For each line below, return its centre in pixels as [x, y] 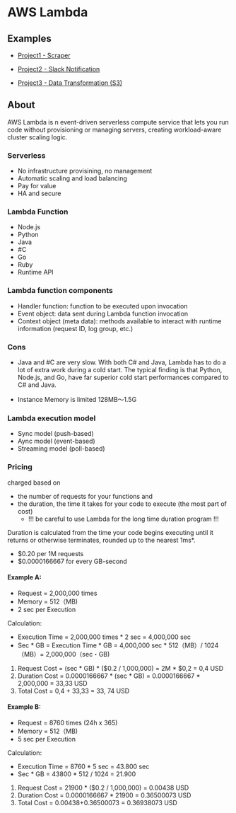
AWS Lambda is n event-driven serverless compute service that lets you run [118, 122]
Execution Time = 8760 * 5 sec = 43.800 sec [83, 766]
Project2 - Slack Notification [59, 69]
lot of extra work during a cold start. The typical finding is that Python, [120, 370]
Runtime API [36, 272]
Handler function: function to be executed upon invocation [103, 306]
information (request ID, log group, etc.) [75, 328]
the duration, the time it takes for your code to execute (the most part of [122, 504]
